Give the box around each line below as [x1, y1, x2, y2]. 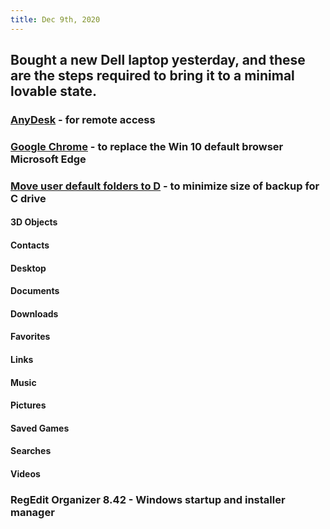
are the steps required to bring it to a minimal [10, 67, 295, 85]
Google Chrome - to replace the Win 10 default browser [10, 139, 284, 153]
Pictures [10, 399, 47, 411]
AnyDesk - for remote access [10, 112, 156, 126]
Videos [10, 467, 41, 480]
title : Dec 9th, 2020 [10, 14, 101, 25]
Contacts [10, 239, 50, 251]
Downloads [10, 307, 59, 320]
